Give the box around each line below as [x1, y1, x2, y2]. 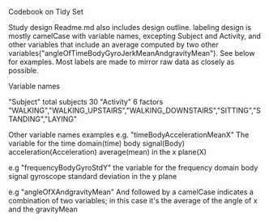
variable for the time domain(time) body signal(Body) [8, 139, 185, 148]
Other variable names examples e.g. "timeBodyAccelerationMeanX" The [8, 130, 250, 139]
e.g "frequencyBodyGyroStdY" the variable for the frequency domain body [8, 163, 258, 173]
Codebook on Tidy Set [8, 7, 83, 16]
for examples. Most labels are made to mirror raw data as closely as [8, 57, 235, 66]
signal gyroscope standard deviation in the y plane [8, 172, 177, 181]
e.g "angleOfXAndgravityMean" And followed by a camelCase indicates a [8, 187, 254, 197]
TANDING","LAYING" [8, 114, 78, 124]
